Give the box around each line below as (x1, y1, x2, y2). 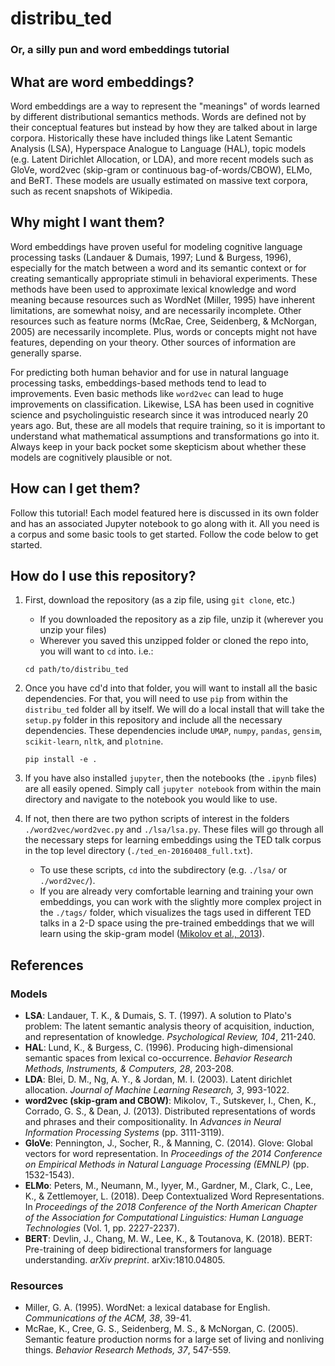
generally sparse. (10, 347, 82, 359)
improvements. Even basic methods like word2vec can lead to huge (10, 387, 284, 399)
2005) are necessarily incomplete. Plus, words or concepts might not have (10, 325, 318, 337)
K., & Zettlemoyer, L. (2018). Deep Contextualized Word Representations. (24, 1190, 325, 1202)
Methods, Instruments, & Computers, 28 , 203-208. (24, 1063, 235, 1075)
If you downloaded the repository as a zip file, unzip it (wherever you (39, 613, 324, 626)
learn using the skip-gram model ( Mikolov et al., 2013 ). (39, 928, 265, 940)
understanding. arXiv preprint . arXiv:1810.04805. (24, 1254, 226, 1266)
